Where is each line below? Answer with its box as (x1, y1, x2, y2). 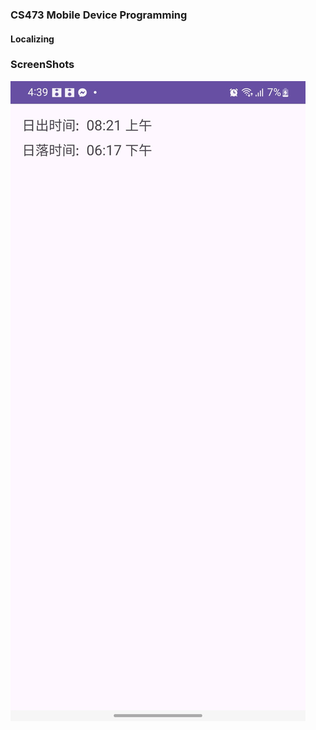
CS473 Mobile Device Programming (10, 8, 188, 22)
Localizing (10, 33, 55, 45)
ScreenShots (10, 58, 75, 72)
